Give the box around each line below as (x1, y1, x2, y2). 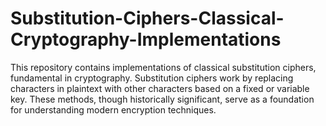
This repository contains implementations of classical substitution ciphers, (10, 61, 317, 73)
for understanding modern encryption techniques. (10, 103, 217, 116)
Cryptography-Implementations (10, 28, 282, 51)
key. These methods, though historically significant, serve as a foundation (10, 93, 315, 105)
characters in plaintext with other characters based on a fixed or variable (10, 82, 310, 94)
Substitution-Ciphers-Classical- (10, 7, 285, 30)
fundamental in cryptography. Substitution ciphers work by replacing (10, 72, 294, 84)
